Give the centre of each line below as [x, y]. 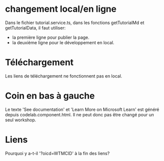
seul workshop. [21, 120]
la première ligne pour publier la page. [51, 37]
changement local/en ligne [61, 9]
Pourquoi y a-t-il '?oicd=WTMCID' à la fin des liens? [57, 153]
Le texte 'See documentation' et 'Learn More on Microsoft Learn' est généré [82, 109]
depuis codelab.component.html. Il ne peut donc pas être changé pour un [80, 114]
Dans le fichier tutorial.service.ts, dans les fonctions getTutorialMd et [75, 23]
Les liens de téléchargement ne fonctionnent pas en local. [64, 76]
